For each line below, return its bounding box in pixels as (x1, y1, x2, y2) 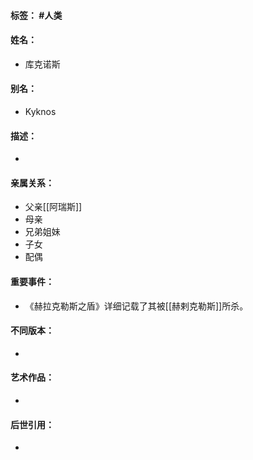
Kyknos (24, 106, 57, 117)
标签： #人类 (10, 9, 63, 21)
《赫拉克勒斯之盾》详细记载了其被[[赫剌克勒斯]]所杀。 (24, 300, 249, 312)
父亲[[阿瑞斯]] (24, 201, 83, 213)
